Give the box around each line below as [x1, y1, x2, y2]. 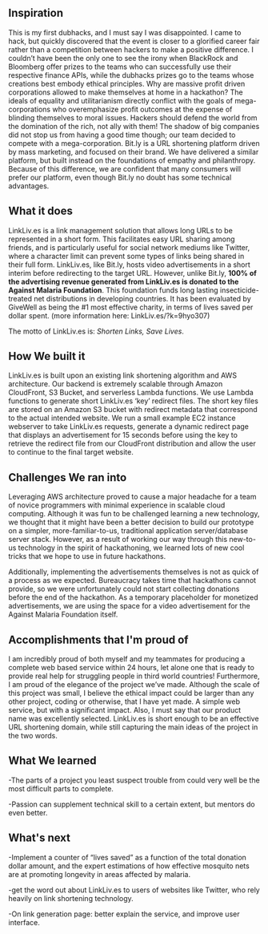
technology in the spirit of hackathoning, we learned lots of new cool [18, 543, 245, 552]
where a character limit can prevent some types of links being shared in [8, 251, 245, 261]
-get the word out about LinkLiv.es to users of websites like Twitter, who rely [8, 885, 260, 895]
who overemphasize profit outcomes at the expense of [51, 104, 233, 114]
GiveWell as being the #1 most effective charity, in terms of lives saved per [8, 302, 254, 312]
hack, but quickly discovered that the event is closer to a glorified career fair [8, 36, 260, 46]
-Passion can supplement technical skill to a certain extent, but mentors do [8, 799, 255, 809]
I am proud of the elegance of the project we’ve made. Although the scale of [8, 680, 260, 689]
